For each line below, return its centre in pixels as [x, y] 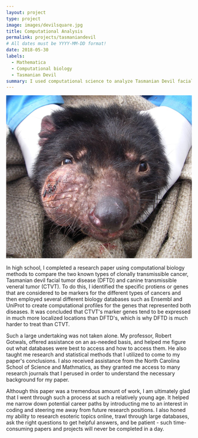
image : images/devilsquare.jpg [44, 25]
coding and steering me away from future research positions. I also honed [96, 410]
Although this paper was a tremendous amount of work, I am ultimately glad [98, 391]
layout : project [26, 12]
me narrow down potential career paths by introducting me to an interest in [97, 403]
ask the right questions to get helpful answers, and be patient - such [89, 422]
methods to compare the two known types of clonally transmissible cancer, [97, 274]
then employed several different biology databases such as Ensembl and [94, 299]
